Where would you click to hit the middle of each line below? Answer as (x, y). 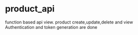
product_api (30, 9)
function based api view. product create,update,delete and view (69, 22)
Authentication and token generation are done (51, 27)
